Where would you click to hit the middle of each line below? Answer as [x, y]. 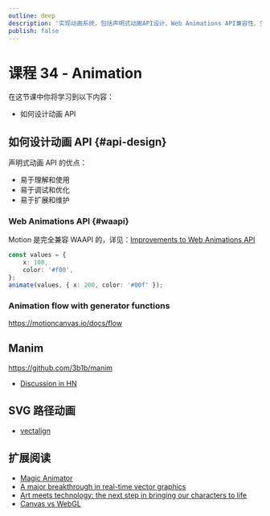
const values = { [37, 255]
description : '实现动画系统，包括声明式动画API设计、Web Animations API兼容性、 [134, 23]
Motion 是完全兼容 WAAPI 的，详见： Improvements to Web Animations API [132, 240]
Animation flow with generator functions [89, 305]
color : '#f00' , [48, 270]
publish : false [34, 31]
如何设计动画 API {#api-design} [88, 142]
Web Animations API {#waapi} [69, 221]
